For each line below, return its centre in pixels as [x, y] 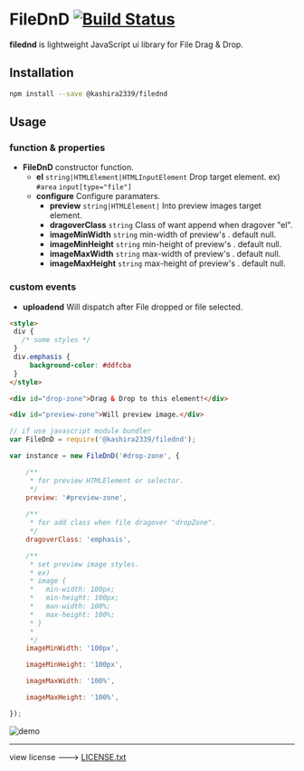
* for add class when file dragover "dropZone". [123, 523]
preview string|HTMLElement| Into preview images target [156, 206]
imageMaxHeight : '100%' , [72, 698]
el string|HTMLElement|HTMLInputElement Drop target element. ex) [158, 177]
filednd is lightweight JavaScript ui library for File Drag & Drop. [127, 44]
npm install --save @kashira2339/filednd [89, 94]
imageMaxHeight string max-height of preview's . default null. [168, 263]
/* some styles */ [56, 340]
